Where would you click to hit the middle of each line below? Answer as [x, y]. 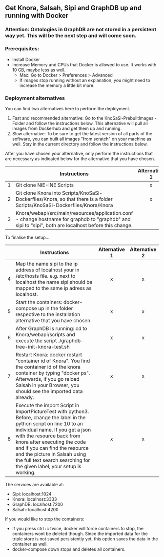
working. [25, 472]
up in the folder [56, 308]
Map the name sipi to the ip [47, 264]
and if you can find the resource [52, 448]
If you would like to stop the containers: [45, 519]
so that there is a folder [86, 199]
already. [25, 397]
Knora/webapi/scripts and [45, 334]
